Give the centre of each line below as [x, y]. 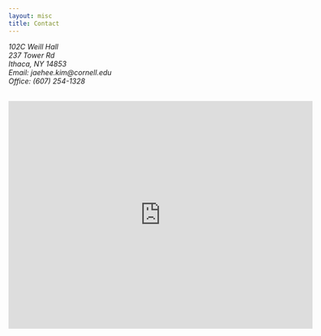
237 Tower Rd [32, 55]
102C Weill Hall [34, 46]
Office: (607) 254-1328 [47, 81]
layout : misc [30, 16]
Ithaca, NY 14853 [38, 64]
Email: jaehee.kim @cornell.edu [60, 72]
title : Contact [34, 23]
